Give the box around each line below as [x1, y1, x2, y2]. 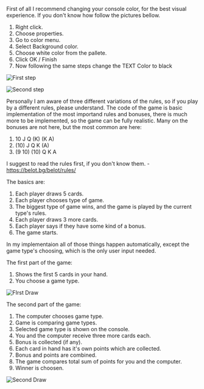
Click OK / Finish [15, 56, 57, 63]
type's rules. [15, 209, 47, 217]
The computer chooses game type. [15, 313, 104, 320]
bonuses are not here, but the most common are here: [6, 124, 142, 130]
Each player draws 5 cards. [15, 190, 84, 197]
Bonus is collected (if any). [15, 338, 82, 346]
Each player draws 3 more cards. [15, 216, 99, 223]
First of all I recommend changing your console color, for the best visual [6, 5, 187, 12]
